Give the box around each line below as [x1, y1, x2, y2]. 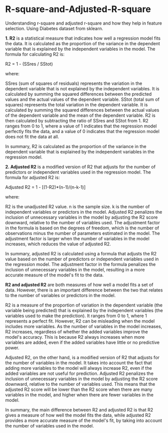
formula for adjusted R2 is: [5, 174, 60, 180]
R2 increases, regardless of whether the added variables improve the [5, 329, 148, 335]
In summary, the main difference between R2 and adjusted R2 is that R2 [5, 406, 153, 412]
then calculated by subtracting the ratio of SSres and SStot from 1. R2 [5, 117, 149, 123]
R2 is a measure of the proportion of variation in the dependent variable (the [5, 302, 163, 308]
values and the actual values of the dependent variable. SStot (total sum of [5, 96, 159, 102]
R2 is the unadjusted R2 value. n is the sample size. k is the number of [5, 203, 150, 209]
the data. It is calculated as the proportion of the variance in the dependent [5, 40, 160, 46]
